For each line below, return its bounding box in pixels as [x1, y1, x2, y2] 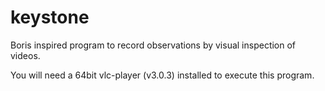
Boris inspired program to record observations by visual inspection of [10, 39, 297, 51]
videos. [10, 49, 41, 61]
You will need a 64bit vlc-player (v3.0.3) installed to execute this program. [10, 69, 315, 81]
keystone [10, 6, 90, 29]
